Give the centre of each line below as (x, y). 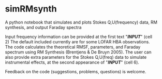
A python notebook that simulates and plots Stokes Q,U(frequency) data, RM (81, 22)
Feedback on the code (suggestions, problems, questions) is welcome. (76, 71)
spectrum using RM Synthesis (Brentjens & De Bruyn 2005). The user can (78, 52)
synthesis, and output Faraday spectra (43, 27)
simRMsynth (31, 9)
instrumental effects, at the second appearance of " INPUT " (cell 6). (72, 62)
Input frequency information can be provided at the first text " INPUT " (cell (79, 37)
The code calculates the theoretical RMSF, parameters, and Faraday (73, 47)
